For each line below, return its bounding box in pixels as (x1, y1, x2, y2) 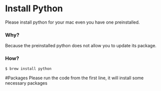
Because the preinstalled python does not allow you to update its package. (5, 43, 157, 49)
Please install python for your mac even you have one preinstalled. (5, 19, 140, 25)
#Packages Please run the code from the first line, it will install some (5, 75, 144, 81)
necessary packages (5, 80, 48, 86)
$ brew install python (5, 66, 52, 71)
